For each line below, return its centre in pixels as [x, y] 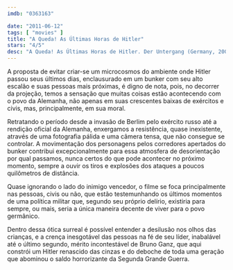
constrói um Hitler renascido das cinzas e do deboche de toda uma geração [115, 251]
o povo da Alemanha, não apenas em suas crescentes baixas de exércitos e [115, 101]
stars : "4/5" [26, 46]
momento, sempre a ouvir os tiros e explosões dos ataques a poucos [106, 166]
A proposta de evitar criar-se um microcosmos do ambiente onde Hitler [109, 71]
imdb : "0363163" [31, 13]
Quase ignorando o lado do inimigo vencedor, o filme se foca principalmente [116, 187]
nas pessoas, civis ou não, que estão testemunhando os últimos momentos [115, 194]
